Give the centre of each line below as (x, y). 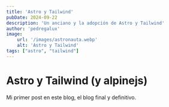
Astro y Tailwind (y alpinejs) (77, 80)
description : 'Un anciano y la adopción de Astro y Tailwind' (85, 23)
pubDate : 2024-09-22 (32, 17)
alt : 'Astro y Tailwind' (48, 46)
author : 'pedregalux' (33, 29)
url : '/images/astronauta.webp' (57, 40)
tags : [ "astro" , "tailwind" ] (43, 51)
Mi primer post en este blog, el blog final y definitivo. (71, 97)
